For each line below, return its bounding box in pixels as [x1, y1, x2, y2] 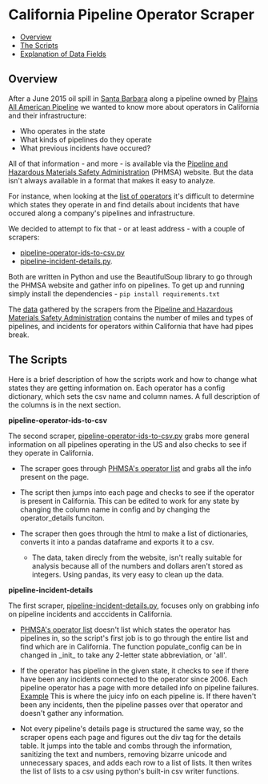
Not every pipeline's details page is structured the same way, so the [19, 723, 244, 734]
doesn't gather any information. [19, 708, 124, 718]
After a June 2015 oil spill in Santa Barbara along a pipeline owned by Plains [8, 94, 258, 103]
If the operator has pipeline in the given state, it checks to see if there [19, 665, 250, 675]
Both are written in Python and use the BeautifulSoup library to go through [8, 271, 253, 281]
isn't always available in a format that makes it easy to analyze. [8, 175, 216, 185]
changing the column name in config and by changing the [19, 505, 210, 514]
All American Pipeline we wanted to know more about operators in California [8, 102, 260, 111]
